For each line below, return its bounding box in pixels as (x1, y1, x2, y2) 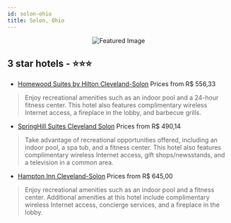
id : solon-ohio (7, 10, 52, 18)
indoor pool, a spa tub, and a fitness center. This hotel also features (24, 143, 221, 152)
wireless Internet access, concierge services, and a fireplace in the (24, 200, 220, 209)
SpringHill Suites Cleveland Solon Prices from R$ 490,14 (17, 122, 182, 131)
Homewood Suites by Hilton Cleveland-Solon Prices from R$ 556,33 (17, 80, 216, 88)
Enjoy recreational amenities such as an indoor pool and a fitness (24, 186, 215, 194)
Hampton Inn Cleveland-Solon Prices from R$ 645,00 (17, 172, 173, 181)
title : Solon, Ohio (7, 17, 65, 24)
